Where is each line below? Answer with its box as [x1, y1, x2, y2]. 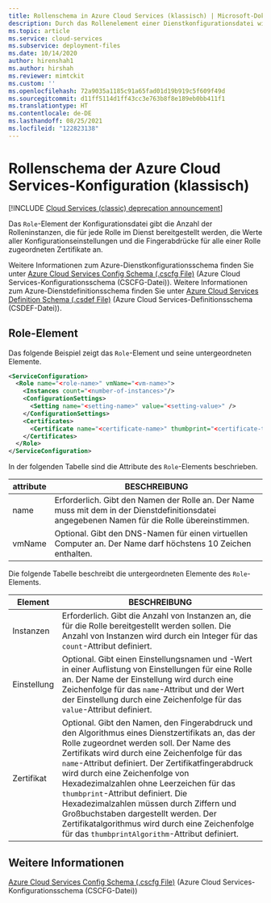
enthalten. [54, 548, 93, 560]
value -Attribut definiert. [61, 704, 152, 716]
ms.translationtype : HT [8, 102, 89, 110]
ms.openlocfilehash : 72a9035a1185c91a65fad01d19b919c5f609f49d [8, 86, 226, 95]
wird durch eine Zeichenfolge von [61, 768, 190, 779]
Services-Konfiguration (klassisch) [8, 176, 250, 195]
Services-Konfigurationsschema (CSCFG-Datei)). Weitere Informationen [8, 277, 248, 287]
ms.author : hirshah [8, 65, 74, 73]
